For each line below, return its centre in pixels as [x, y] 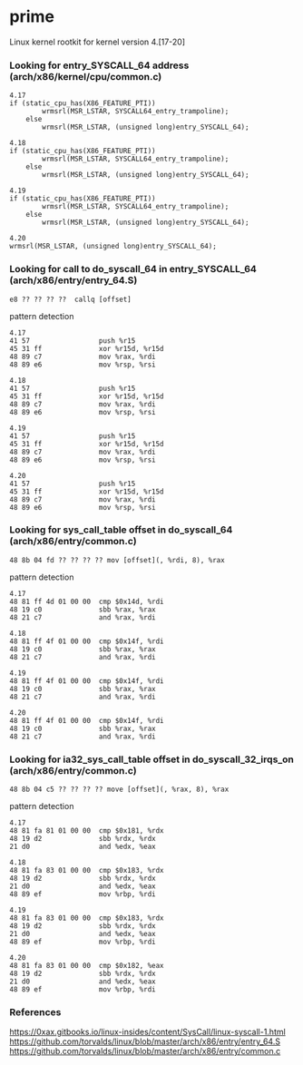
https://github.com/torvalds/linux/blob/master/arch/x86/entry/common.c [145, 1051]
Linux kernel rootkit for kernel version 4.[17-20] [98, 42]
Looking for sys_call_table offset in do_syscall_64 [121, 530]
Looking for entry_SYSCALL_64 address [99, 65]
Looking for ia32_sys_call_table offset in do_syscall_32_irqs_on [152, 759]
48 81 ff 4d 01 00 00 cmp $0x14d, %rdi [87, 601]
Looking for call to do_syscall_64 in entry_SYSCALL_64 [133, 269]
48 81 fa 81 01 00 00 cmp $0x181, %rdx [87, 831]
